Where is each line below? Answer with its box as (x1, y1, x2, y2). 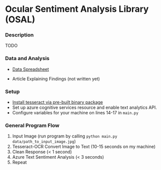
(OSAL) (5, 14, 35, 25)
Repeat (12, 159, 27, 166)
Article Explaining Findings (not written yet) (12, 75, 100, 82)
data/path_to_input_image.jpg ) (12, 138, 76, 144)
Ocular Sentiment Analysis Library (5, 3, 149, 15)
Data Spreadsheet (12, 66, 49, 72)
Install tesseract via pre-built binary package (12, 100, 103, 105)
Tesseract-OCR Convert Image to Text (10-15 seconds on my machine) (12, 144, 156, 150)
